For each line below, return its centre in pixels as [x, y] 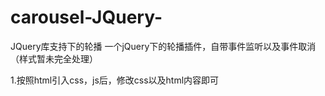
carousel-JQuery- [86, 17]
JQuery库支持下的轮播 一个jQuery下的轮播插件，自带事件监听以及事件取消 [163, 46]
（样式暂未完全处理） [54, 58]
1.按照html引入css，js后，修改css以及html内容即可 [115, 80]
